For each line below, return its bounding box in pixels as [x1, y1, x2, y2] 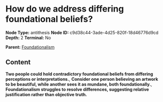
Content [5, 58, 31, 66]
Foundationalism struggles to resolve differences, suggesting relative [5, 86, 149, 92]
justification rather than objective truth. [5, 91, 87, 97]
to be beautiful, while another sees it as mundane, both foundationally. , [5, 81, 152, 87]
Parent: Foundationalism [5, 44, 55, 50]
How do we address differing [5, 3, 124, 15]
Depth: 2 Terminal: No [5, 35, 51, 41]
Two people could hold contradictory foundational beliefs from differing [5, 71, 153, 77]
